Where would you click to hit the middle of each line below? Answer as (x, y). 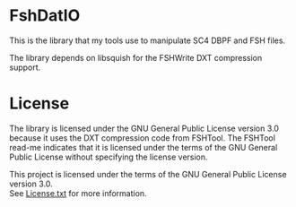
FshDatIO (45, 16)
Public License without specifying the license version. (109, 157)
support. (25, 67)
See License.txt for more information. (78, 193)
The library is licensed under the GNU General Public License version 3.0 (144, 128)
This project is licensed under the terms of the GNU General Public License (148, 174)
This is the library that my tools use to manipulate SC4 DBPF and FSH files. (147, 40)
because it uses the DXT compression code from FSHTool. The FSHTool (143, 138)
